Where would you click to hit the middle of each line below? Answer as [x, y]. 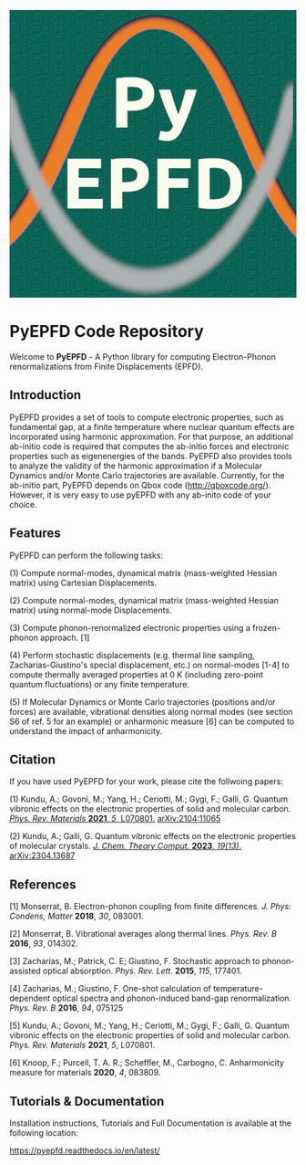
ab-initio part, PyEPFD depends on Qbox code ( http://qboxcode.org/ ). [140, 485]
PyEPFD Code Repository [107, 332]
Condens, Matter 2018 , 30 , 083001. [76, 916]
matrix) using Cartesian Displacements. [83, 582]
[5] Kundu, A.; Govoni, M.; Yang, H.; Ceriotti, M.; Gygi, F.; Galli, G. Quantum [149, 1026]
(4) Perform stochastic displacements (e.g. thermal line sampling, [132, 655]
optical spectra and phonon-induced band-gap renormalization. [172, 998]
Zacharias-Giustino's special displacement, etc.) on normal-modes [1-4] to [149, 665]
